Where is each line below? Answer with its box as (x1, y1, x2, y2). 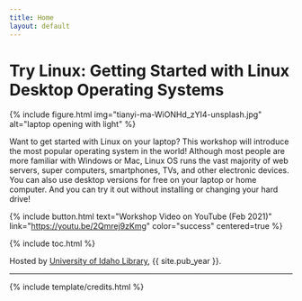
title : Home (9, 13, 54, 23)
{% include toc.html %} (9, 238, 96, 249)
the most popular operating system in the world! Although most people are (9, 146, 286, 157)
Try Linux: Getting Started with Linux (9, 60, 290, 81)
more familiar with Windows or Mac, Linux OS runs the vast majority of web (9, 155, 289, 167)
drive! (9, 194, 31, 205)
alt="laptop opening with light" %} (9, 119, 137, 130)
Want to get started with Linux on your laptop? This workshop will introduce (9, 136, 289, 147)
